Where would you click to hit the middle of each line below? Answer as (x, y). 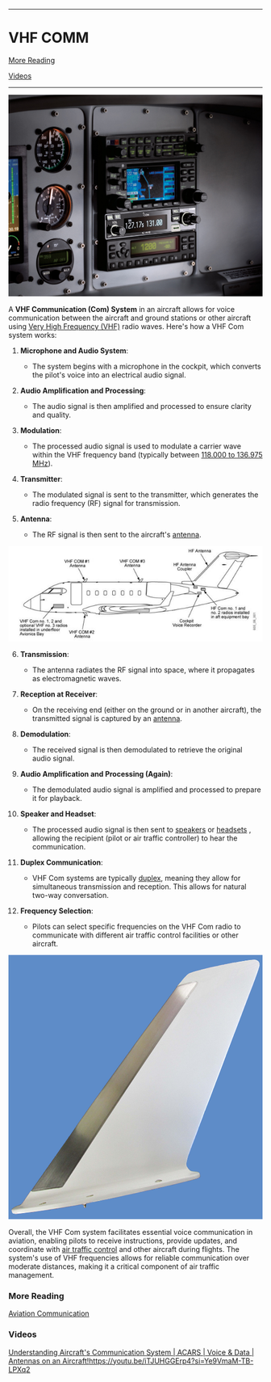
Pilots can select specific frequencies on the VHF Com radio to (136, 926)
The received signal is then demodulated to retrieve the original (137, 749)
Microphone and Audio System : (74, 351)
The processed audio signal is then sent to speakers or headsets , (142, 829)
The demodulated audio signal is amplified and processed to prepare (146, 790)
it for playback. (57, 798)
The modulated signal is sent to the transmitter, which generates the (145, 495)
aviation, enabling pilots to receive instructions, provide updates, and (123, 1241)
